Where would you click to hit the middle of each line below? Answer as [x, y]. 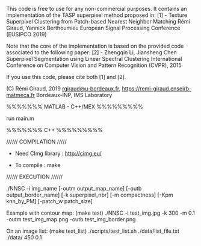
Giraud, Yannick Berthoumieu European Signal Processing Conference [93, 28]
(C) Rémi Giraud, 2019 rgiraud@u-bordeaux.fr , [63, 89]
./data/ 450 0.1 [24, 237]
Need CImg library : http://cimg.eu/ [58, 153]
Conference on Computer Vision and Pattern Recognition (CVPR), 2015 [94, 65]
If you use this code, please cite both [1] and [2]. [66, 77]
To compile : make [38, 165]
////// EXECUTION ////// [35, 177]
